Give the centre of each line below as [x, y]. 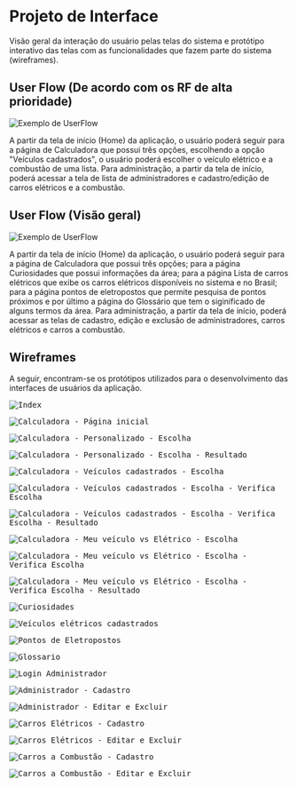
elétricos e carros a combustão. [67, 330]
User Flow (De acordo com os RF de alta [121, 87]
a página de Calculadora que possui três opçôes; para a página [125, 263]
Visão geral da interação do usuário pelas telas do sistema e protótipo [137, 41]
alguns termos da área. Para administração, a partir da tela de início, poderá [148, 310]
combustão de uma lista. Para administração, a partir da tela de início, [137, 168]
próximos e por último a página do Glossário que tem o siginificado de [137, 301]
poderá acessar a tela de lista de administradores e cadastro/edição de [139, 178]
